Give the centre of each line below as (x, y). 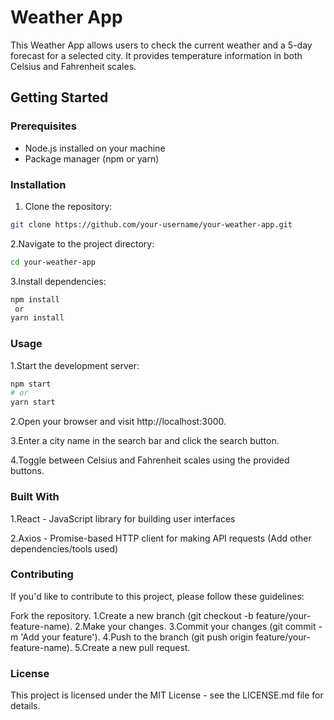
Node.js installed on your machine (95, 148)
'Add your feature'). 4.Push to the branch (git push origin (137, 637)
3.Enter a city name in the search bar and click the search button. (145, 441)
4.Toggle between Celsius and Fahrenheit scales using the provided (150, 460)
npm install (35, 299)
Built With (35, 497)
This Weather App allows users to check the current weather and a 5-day (161, 45)
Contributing (42, 574)
